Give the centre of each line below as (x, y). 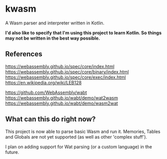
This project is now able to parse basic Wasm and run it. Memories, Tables (83, 131)
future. (12, 152)
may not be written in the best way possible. (53, 38)
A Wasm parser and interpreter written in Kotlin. (55, 23)
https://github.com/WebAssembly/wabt (46, 92)
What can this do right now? (51, 119)
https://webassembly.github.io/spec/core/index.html (60, 66)
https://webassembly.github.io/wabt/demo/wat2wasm (61, 98)
